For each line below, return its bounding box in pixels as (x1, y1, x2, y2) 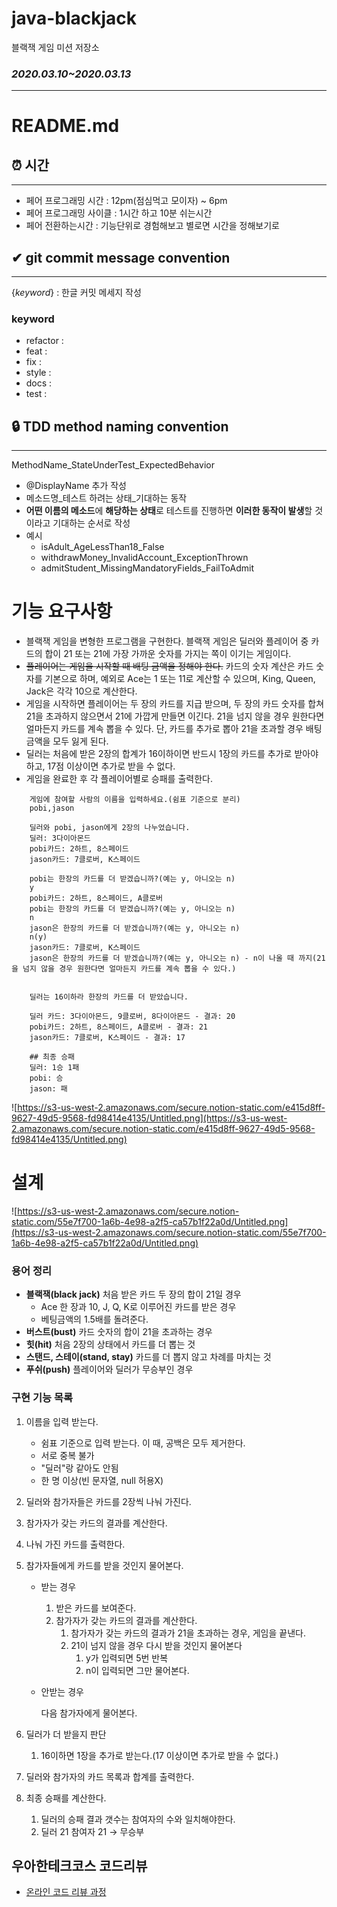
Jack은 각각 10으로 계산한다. (25, 685, 138, 697)
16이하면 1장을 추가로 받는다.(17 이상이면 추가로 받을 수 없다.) (40, 1749, 279, 1761)
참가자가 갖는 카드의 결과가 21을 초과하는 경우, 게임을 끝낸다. (70, 1627, 306, 1639)
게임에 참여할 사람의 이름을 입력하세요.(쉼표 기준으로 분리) (29, 795, 241, 805)
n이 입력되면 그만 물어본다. (85, 1664, 190, 1676)
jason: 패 (29, 1084, 68, 1094)
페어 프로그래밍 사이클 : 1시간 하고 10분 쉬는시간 (25, 207, 213, 219)
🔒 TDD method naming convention (11, 418, 229, 435)
